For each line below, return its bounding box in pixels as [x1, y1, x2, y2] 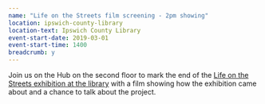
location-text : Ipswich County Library [8, 26, 141, 34]
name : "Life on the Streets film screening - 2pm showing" [8, 11, 209, 20]
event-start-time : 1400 [8, 41, 88, 49]
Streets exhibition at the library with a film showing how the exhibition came [8, 79, 257, 88]
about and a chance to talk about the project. [8, 87, 156, 96]
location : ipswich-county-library [8, 19, 124, 27]
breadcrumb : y [8, 48, 56, 56]
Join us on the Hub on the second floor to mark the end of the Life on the [8, 71, 249, 79]
